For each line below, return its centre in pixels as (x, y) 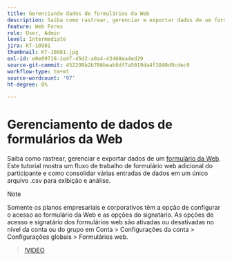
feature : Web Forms (35, 26)
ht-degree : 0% (28, 84)
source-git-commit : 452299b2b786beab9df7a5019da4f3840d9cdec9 (98, 65)
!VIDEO (34, 251)
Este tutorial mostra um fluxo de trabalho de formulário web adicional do (110, 166)
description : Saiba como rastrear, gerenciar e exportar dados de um (109, 20)
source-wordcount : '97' (41, 78)
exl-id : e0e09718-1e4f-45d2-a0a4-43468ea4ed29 (75, 59)
